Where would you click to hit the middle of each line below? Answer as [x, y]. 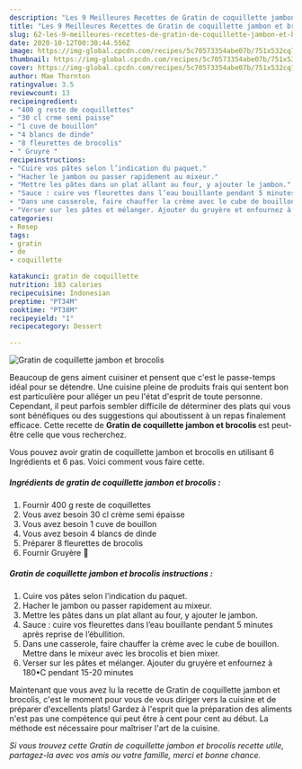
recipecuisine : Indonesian [60, 293]
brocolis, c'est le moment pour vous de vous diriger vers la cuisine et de [143, 700]
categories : [31, 218]
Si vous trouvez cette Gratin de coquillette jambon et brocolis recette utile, [147, 746]
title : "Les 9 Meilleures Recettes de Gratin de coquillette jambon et [146, 26]
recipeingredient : [44, 101]
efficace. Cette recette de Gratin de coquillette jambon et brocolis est [139, 425]
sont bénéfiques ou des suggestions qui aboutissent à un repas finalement [147, 416]
